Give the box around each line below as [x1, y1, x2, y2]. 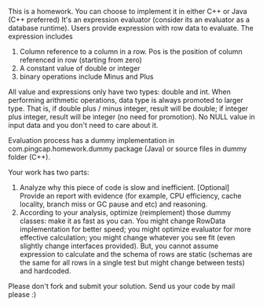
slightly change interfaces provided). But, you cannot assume [19, 241, 219, 250]
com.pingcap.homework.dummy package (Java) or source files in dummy [8, 144, 247, 153]
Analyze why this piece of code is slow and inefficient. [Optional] [19, 183, 230, 192]
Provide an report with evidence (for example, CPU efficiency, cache [19, 192, 242, 200]
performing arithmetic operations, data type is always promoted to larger [8, 96, 243, 104]
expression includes [8, 31, 73, 41]
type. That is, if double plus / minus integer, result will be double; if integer [8, 104, 249, 113]
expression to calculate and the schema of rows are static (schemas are [19, 250, 253, 258]
